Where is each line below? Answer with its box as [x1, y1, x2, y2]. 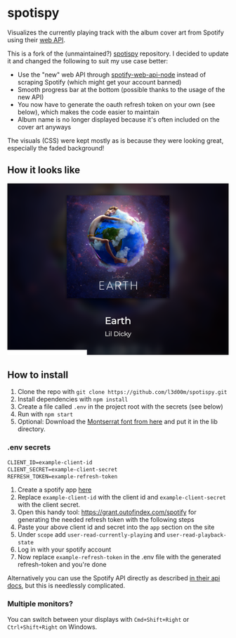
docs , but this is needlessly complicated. [7, 582, 125, 590]
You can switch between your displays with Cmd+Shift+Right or [7, 615, 190, 623]
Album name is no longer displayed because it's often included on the [17, 115, 220, 124]
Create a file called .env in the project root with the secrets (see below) [17, 402, 223, 411]
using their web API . [7, 35, 65, 44]
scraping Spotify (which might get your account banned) [17, 77, 182, 86]
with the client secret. [17, 501, 81, 509]
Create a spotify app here [17, 485, 92, 494]
